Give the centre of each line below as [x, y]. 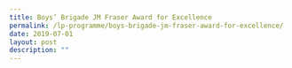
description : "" [39, 50]
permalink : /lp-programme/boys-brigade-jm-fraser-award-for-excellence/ [146, 26]
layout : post [33, 42]
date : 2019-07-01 [41, 34]
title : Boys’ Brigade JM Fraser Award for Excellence [111, 17]
